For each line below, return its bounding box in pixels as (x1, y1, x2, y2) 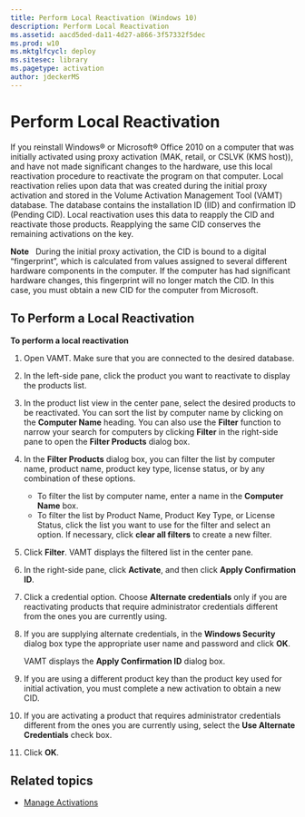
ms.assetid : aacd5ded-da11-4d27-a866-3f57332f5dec (10, 30, 206, 39)
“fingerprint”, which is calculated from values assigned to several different (10, 255, 288, 266)
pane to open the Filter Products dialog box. (23, 436, 191, 447)
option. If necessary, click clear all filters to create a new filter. (36, 528, 272, 540)
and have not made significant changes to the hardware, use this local (10, 161, 273, 172)
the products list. (23, 379, 87, 390)
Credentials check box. (23, 729, 113, 740)
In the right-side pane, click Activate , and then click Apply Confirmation (23, 564, 297, 575)
